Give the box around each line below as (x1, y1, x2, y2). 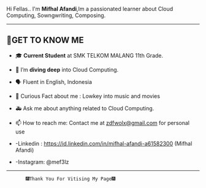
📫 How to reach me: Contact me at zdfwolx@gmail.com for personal (15, 119, 190, 126)
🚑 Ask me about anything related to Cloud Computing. (15, 104, 154, 112)
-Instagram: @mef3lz (15, 158, 69, 165)
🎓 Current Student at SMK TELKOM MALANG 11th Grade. (15, 51, 164, 59)
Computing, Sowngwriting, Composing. (6, 12, 106, 19)
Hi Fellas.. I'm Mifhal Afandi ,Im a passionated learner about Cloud (6, 6, 174, 12)
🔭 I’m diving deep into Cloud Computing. (15, 66, 119, 73)
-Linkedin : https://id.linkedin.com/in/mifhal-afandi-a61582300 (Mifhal (15, 140, 193, 147)
